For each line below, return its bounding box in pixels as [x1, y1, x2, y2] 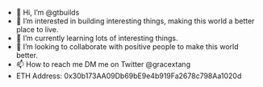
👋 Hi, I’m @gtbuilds [15, 8, 80, 17]
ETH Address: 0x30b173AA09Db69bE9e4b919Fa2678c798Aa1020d [15, 71, 242, 81]
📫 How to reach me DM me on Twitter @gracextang [15, 60, 191, 68]
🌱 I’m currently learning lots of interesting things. [15, 33, 179, 43]
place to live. [15, 25, 59, 34]
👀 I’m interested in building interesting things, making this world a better [15, 16, 255, 26]
